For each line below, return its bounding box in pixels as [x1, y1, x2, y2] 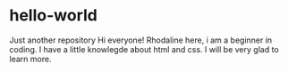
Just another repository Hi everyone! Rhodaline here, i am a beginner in [9, 35, 273, 45]
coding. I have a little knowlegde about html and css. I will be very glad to [9, 43, 279, 54]
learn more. [9, 53, 52, 64]
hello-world [9, 5, 98, 26]
